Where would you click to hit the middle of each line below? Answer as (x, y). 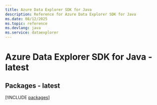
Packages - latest (33, 86)
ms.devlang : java (23, 28)
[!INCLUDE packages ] (27, 97)
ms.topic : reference (26, 23)
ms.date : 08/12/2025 (26, 19)
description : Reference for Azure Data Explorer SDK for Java (71, 14)
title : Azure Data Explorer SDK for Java (49, 10)
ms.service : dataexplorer (32, 33)
